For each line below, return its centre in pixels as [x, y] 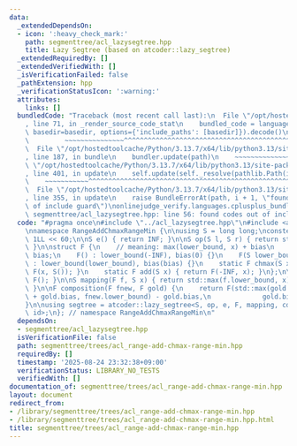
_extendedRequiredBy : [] [63, 58]
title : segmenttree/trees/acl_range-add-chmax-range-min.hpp [124, 428]
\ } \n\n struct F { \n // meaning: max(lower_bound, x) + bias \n [150, 247]
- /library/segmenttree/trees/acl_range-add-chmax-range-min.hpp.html [142, 420]
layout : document [41, 395]
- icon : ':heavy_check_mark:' [72, 34]
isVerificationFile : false [67, 337]
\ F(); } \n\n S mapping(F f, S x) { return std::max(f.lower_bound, [152, 280]
